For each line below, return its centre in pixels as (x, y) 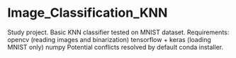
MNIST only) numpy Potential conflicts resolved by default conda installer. (116, 47)
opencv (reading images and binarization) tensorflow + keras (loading (109, 39)
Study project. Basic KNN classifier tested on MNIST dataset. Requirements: (118, 32)
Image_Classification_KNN (88, 13)
